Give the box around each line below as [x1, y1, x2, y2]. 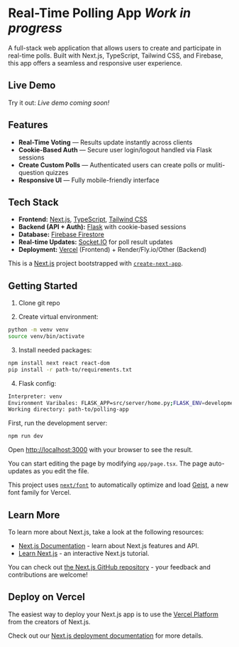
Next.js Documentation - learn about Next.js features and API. [18, 542, 199, 549]
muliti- [206, 160, 226, 169]
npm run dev [8, 433, 43, 440]
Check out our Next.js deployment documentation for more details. [8, 631, 204, 640]
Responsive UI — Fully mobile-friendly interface [18, 176, 160, 184]
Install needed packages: [18, 345, 92, 354]
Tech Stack [8, 196, 59, 208]
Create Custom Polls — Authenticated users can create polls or [18, 160, 205, 169]
